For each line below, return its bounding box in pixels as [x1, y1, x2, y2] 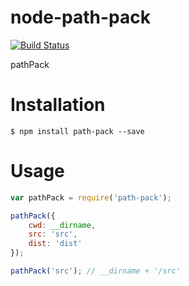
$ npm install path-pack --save [10, 126, 145, 136]
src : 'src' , [28, 229, 78, 240]
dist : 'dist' [28, 239, 83, 249]
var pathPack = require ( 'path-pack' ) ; [10, 192, 172, 203]
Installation [10, 94, 106, 116]
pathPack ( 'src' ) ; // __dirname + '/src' [10, 266, 182, 276]
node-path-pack [10, 6, 151, 29]
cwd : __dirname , [28, 220, 97, 230]
